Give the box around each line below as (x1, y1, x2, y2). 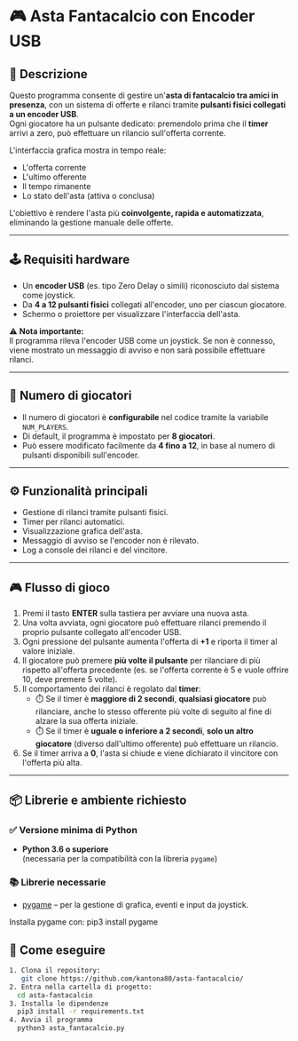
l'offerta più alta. (21, 758, 82, 768)
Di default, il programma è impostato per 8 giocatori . (21, 431, 216, 441)
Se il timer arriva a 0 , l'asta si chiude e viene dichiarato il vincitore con (21, 748, 278, 759)
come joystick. (21, 290, 76, 300)
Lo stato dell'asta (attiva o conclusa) (21, 191, 155, 201)
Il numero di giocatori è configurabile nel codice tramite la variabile (21, 411, 269, 422)
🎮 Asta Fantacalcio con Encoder (9, 6, 255, 27)
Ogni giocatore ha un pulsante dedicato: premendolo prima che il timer (9, 118, 269, 129)
